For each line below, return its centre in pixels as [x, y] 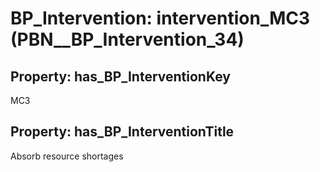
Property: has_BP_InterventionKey [120, 76]
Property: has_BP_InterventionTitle [122, 132]
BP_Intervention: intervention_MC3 [160, 18]
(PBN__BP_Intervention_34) [127, 39]
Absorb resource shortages [67, 156]
